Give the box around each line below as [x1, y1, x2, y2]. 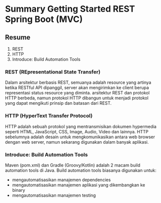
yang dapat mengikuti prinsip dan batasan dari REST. [5, 100, 112, 106]
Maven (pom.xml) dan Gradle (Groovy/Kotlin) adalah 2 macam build [5, 162, 141, 168]
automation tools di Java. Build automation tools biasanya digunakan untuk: [5, 167, 157, 173]
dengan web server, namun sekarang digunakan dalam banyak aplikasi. [5, 139, 149, 145]
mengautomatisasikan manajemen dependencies [12, 177, 111, 183]
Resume [5, 33, 31, 41]
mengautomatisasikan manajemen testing [12, 192, 96, 198]
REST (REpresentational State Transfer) [5, 68, 101, 75]
